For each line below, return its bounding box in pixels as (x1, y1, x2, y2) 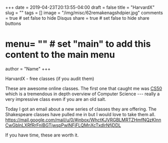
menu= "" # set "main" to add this (5, 38, 151, 50)
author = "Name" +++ (5, 65, 51, 71)
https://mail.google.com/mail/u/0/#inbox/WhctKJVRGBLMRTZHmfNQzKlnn (5, 117, 161, 123)
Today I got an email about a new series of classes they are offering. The (5, 106, 157, 112)
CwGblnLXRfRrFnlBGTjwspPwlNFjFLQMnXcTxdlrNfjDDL (5, 122, 121, 128)
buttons (5, 20, 21, 26)
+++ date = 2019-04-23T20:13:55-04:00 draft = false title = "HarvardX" (5, 5, 155, 10)
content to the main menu (5, 49, 115, 60)
